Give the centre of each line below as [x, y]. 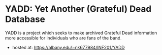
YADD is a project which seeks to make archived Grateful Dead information [81, 33]
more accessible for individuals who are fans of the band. [64, 38]
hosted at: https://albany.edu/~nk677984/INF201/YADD [68, 47]
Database [25, 19]
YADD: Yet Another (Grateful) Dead [78, 9]
